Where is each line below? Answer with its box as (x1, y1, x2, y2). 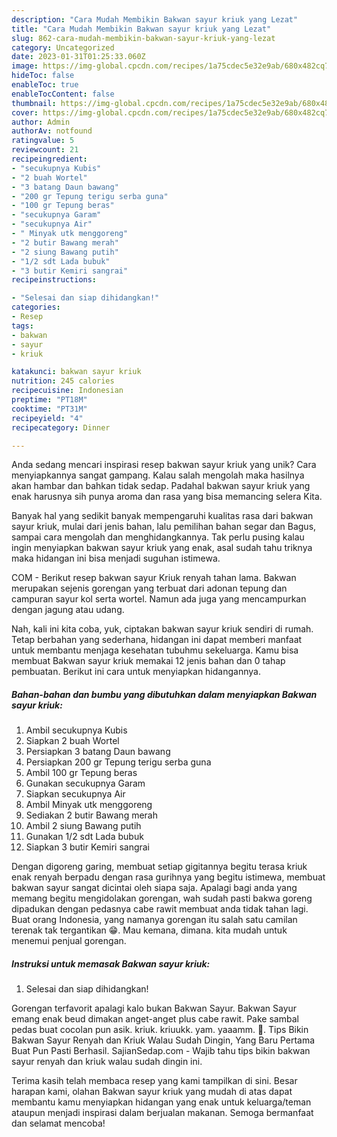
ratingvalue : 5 (11, 136, 75, 146)
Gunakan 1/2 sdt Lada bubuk (25, 831, 144, 843)
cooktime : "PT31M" (11, 404, 88, 414)
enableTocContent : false (11, 89, 115, 99)
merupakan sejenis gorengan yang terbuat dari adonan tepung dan (11, 582, 288, 595)
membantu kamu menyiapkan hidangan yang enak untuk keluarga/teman (11, 1096, 312, 1108)
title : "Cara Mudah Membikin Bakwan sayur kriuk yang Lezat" (11, 24, 272, 34)
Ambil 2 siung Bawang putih (25, 820, 142, 832)
